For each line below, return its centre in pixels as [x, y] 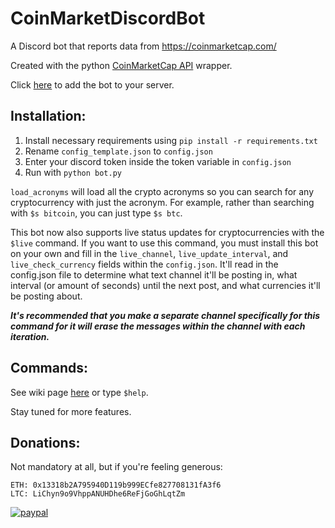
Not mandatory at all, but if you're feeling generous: [116, 467]
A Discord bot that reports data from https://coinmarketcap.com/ [143, 46]
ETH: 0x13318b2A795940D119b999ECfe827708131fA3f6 [116, 485]
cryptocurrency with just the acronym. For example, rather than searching [162, 202]
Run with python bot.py [73, 172]
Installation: [48, 116]
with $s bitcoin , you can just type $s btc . [96, 213]
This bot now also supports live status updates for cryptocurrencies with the [167, 232]
